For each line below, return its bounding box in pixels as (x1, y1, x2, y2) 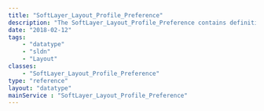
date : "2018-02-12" (8, 26, 72, 34)
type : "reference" (8, 77, 68, 84)
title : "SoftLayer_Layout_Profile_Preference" (8, 11, 163, 20)
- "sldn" (22, 48, 51, 55)
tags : (8, 33, 26, 41)
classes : (8, 63, 37, 70)
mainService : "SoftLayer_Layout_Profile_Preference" (8, 91, 189, 99)
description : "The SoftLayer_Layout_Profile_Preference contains (8, 19, 226, 27)
